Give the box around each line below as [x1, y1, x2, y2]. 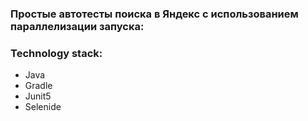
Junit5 [24, 90, 52, 102]
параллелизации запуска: [10, 19, 145, 33]
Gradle [24, 80, 53, 92]
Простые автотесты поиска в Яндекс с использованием [10, 7, 299, 21]
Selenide [24, 101, 62, 113]
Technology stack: [10, 46, 103, 60]
